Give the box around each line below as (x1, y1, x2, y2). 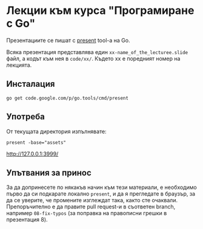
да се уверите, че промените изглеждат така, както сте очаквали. (6, 197, 178, 204)
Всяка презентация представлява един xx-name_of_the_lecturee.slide (6, 48, 188, 55)
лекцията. (6, 61, 32, 69)
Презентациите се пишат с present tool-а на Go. (6, 36, 130, 44)
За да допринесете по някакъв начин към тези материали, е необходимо (6, 183, 197, 191)
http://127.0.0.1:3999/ (6, 150, 59, 157)
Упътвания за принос (6, 168, 92, 178)
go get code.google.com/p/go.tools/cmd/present (6, 95, 129, 101)
